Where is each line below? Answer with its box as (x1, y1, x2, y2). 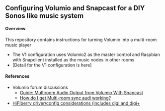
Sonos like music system (5, 12, 84, 20)
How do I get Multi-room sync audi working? (19, 95, 111, 101)
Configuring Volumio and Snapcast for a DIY (5, 4, 145, 12)
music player (5, 42, 31, 48)
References (5, 73, 30, 79)
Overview (5, 25, 26, 31)
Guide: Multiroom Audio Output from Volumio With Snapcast (19, 89, 143, 96)
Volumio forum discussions (12, 84, 68, 90)
